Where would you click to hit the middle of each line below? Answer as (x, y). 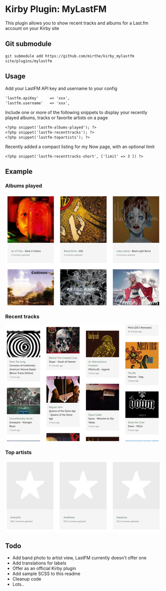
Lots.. (18, 585)
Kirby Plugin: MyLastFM (56, 9)
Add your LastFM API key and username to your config (61, 88)
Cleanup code (27, 579)
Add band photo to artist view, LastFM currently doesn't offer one (79, 558)
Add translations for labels (39, 563)
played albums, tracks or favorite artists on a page (57, 118)
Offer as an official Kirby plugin (44, 569)
